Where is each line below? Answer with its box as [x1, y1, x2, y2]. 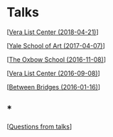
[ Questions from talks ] [6, 122, 72, 131]
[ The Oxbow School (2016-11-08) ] [6, 55, 107, 64]
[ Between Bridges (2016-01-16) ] [6, 82, 101, 91]
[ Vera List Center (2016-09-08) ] [6, 69, 100, 77]
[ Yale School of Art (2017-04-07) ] [6, 41, 106, 50]
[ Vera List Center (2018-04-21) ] [6, 28, 99, 36]
